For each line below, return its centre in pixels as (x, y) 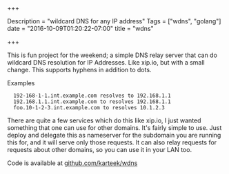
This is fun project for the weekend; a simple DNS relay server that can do (112, 55)
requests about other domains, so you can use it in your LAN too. (99, 150)
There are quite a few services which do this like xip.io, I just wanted (104, 120)
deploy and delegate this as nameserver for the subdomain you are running (114, 135)
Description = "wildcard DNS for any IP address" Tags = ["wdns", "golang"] (114, 21)
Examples (21, 83)
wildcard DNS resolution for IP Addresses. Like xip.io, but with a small (106, 62)
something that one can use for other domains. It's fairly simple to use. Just (114, 128)
